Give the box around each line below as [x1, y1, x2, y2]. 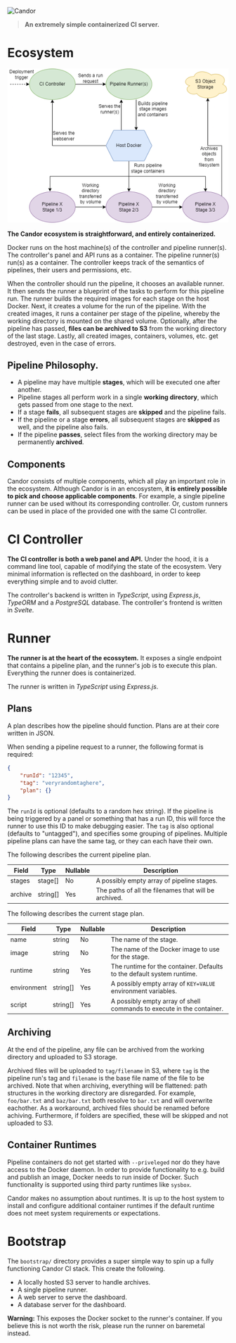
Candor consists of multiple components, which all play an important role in [7, 477, 226, 486]
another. [17, 386, 42, 394]
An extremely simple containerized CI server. [24, 20, 160, 28]
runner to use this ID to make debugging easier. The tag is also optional [7, 822, 214, 831]
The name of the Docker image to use [111, 945, 220, 953]
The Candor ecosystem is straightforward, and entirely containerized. [7, 229, 216, 238]
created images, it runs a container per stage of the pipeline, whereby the [7, 309, 221, 317]
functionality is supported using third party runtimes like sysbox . [7, 1180, 192, 1189]
